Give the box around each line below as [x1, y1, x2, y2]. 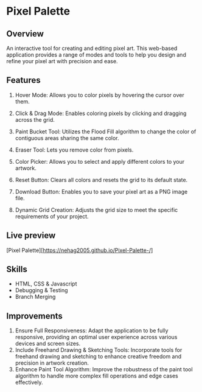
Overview [6, 29, 44, 39]
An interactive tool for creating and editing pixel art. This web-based [6, 44, 178, 52]
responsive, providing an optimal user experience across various [15, 334, 178, 341]
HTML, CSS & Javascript [15, 280, 77, 287]
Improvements [6, 310, 63, 321]
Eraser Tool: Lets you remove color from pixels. [15, 146, 134, 153]
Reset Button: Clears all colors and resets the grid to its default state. [15, 176, 188, 183]
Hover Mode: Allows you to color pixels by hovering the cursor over [15, 91, 184, 99]
